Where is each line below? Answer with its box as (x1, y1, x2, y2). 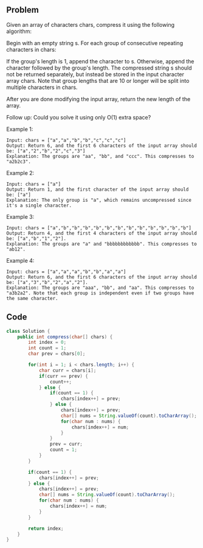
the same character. (6, 295, 59, 301)
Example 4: (6, 257, 35, 264)
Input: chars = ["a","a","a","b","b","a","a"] (6, 268, 126, 275)
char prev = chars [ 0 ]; (28, 351, 86, 357)
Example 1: (6, 125, 33, 133)
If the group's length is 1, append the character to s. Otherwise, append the (6, 57, 194, 65)
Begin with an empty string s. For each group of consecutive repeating (6, 39, 184, 46)
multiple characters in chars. (6, 84, 78, 91)
